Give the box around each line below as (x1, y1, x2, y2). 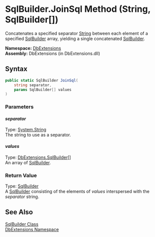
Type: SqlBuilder (5, 183, 39, 189)
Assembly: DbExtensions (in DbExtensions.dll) (5, 50, 100, 56)
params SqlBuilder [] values (14, 87, 72, 92)
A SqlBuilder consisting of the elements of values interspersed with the (5, 188, 150, 194)
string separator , (14, 83, 52, 88)
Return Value (5, 172, 37, 179)
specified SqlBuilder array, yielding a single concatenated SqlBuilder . (5, 36, 145, 42)
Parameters (5, 103, 34, 110)
